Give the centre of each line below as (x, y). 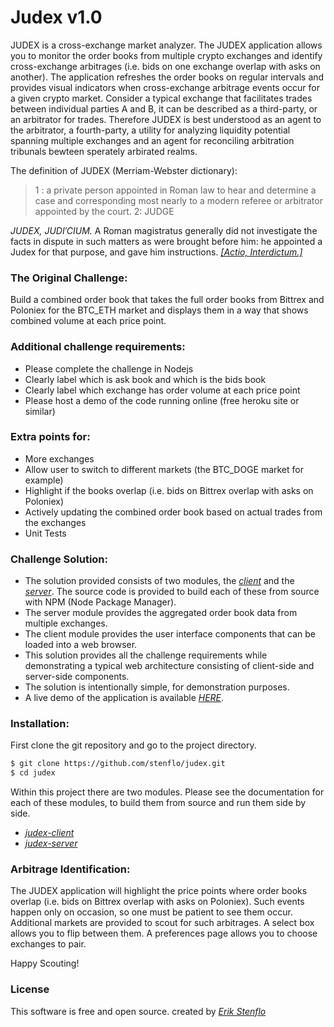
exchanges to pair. (48, 944)
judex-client (49, 833)
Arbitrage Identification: (70, 869)
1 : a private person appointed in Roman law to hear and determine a (175, 190)
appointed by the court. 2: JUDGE (104, 211)
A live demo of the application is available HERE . (124, 698)
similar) (40, 411)
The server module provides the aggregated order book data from (161, 613)
